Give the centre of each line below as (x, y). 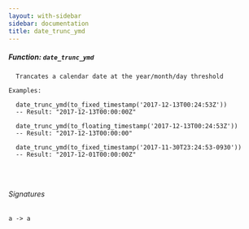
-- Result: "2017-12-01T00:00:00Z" (76, 155)
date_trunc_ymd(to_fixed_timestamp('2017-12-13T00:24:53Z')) (122, 105)
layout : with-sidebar (45, 16)
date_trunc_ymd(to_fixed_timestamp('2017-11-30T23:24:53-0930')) (129, 148)
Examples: (25, 91)
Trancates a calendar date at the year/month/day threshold (120, 77)
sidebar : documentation (49, 24)
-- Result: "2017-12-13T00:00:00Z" (76, 112)
